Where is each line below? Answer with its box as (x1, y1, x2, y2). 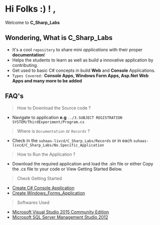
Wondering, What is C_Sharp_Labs (5, 34, 113, 42)
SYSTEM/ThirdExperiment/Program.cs (12, 120, 85, 124)
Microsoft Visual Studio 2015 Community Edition (12, 209, 109, 215)
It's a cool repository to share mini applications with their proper (12, 46, 143, 52)
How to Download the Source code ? (17, 105, 91, 111)
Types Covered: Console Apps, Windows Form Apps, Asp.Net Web (12, 72, 149, 79)
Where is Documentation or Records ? (17, 128, 90, 134)
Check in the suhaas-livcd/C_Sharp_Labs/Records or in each (12, 138, 133, 143)
